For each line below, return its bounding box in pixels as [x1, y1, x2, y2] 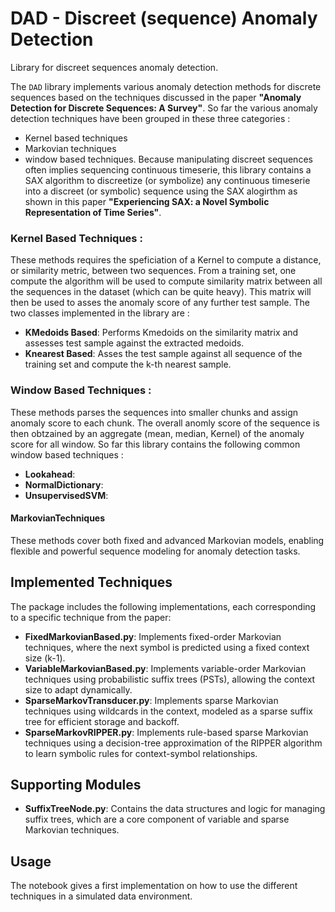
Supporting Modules [10, 776, 142, 793]
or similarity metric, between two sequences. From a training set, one [10, 265, 297, 277]
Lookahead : [24, 468, 76, 480]
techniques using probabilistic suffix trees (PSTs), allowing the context [24, 673, 316, 685]
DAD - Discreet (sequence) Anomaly [10, 7, 318, 30]
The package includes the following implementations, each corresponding [10, 600, 317, 612]
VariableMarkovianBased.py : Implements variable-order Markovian [24, 662, 307, 674]
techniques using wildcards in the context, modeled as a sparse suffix [24, 705, 313, 717]
